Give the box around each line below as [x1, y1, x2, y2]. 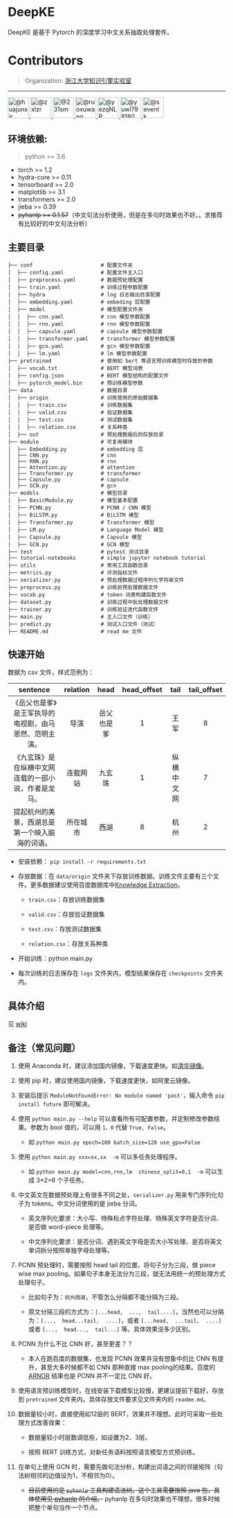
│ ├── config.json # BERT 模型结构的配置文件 [8, 372, 169, 379]
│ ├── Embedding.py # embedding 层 [8, 445, 144, 452]
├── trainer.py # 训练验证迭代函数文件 [8, 606, 158, 613]
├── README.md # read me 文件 [8, 628, 142, 635]
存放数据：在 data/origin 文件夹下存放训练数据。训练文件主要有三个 [17, 872, 214, 881]
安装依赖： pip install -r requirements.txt [17, 857, 147, 866]
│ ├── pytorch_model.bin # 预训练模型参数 [8, 379, 144, 387]
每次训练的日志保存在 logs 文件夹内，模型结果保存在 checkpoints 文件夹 [17, 969, 223, 978]
